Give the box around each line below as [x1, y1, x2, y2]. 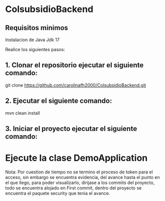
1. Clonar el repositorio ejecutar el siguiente [5, 61, 144, 70]
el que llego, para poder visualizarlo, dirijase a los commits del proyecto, [5, 179, 155, 185]
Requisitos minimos [5, 24, 69, 32]
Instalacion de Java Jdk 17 [5, 37, 60, 43]
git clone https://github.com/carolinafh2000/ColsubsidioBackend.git [5, 82, 146, 88]
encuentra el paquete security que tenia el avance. [5, 190, 110, 196]
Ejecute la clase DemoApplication [5, 152, 148, 164]
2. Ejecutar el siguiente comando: [5, 97, 112, 105]
